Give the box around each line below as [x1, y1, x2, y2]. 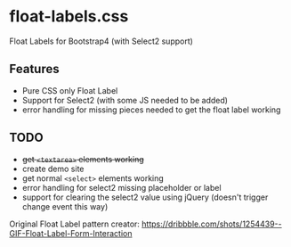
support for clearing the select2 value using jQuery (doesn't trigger [21, 192, 269, 202]
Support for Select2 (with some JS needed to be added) [21, 95, 229, 105]
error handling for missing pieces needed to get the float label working [21, 104, 281, 115]
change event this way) [21, 201, 109, 211]
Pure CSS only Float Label [21, 85, 118, 95]
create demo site [21, 163, 85, 174]
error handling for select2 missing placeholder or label [21, 182, 222, 193]
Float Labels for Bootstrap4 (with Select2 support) [9, 36, 194, 46]
